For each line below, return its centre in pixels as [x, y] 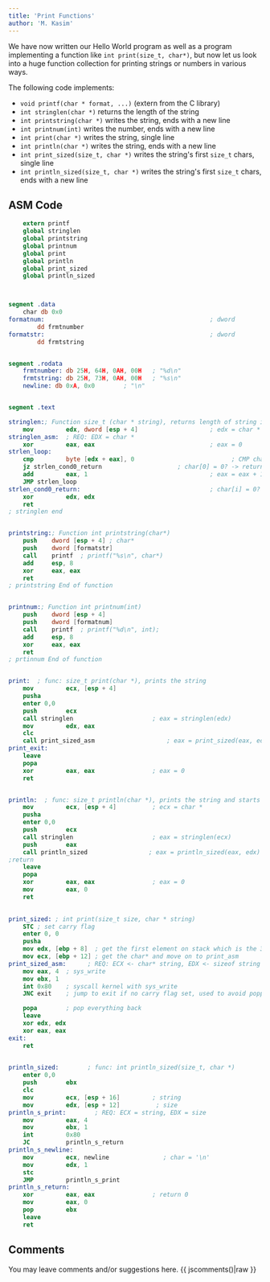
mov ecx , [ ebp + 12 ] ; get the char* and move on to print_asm [131, 957]
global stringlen [52, 231]
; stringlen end [35, 512]
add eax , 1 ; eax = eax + [140, 475]
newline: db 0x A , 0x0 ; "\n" [84, 386]
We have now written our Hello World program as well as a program [120, 46]
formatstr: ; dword [122, 335]
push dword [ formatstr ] [68, 549]
